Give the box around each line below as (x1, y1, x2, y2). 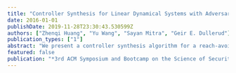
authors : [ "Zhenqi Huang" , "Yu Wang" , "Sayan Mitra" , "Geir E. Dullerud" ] (7, 29, 231, 37)
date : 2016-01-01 (7, 17, 58, 24)
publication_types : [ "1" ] (7, 36, 83, 43)
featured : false (7, 49, 55, 56)
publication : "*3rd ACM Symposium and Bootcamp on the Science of (7, 56, 206, 63)
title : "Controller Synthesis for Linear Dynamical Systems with (7, 10, 202, 17)
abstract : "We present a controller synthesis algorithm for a (7, 42, 197, 49)
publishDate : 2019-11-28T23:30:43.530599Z (7, 23, 133, 30)
